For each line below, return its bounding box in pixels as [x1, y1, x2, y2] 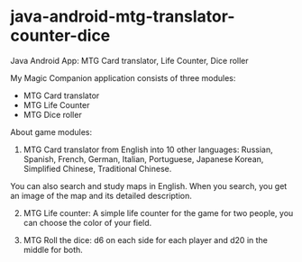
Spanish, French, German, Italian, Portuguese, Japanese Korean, [23, 153, 264, 164]
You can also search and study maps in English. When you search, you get [10, 180, 288, 191]
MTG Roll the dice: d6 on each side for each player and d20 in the [23, 234, 269, 245]
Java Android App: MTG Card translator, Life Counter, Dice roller [10, 55, 249, 66]
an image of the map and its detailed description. [10, 190, 193, 201]
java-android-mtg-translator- [10, 6, 235, 27]
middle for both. [23, 244, 84, 255]
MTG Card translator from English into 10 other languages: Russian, [23, 144, 273, 155]
